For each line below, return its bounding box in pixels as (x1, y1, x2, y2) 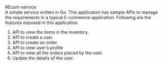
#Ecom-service (5, 4, 36, 10)
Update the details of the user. (12, 55, 74, 61)
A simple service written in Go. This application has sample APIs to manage (5, 9, 159, 15)
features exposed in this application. (5, 20, 79, 25)
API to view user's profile (12, 45, 64, 50)
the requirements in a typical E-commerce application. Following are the (5, 15, 151, 20)
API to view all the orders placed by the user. (12, 50, 103, 56)
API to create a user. (12, 34, 54, 40)
